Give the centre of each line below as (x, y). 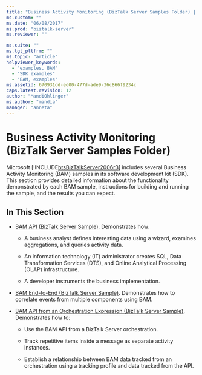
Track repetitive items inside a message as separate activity (99, 341)
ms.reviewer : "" (27, 35)
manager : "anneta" (29, 107)
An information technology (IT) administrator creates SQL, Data (103, 257)
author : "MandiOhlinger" (37, 96)
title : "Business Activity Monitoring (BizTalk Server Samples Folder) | (101, 12)
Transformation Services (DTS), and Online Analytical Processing (105, 263)
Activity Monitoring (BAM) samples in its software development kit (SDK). (97, 174)
